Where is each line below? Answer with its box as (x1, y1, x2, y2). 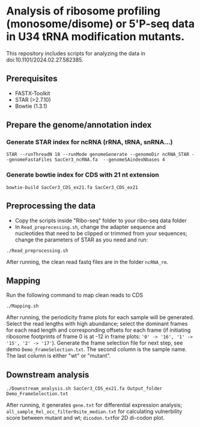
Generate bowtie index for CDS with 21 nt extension (6, 170, 159, 179)
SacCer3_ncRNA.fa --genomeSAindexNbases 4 (54, 157, 165, 163)
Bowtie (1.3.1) (14, 102, 48, 110)
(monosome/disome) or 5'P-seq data (6, 17, 195, 31)
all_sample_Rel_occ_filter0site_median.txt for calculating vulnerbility (6, 408, 183, 415)
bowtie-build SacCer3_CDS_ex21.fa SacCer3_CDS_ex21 (6, 184, 138, 190)
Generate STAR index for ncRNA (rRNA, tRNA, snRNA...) (6, 138, 173, 146)
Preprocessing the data (6, 201, 96, 211)
